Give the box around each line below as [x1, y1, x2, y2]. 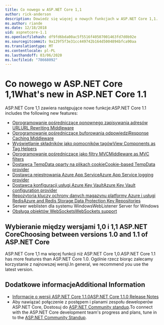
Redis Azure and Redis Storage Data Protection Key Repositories [12, 198, 141, 204]
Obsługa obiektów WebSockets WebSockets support [12, 208, 117, 214]
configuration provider [12, 187, 58, 194]
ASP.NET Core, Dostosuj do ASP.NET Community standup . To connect [12, 304, 153, 310]
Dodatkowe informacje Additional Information [5, 280, 145, 289]
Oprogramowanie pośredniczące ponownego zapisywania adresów [12, 120, 148, 125]
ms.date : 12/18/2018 [5, 25, 47, 30]
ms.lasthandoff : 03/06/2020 [5, 52, 62, 58]
